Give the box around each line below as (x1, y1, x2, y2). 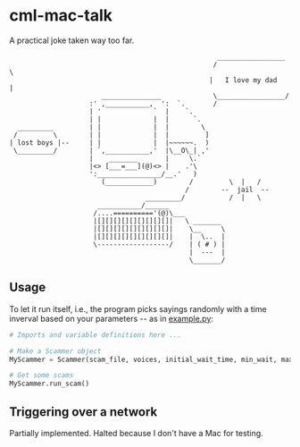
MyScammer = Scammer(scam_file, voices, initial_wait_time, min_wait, (9, 355, 278, 364)
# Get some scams (9, 371, 74, 380)
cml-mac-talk (9, 5, 113, 26)
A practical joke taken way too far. (9, 35, 135, 46)
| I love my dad (208, 75, 278, 85)
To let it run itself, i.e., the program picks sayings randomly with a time (9, 303, 267, 314)
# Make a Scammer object (9, 346, 102, 356)
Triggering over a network (9, 404, 158, 419)
